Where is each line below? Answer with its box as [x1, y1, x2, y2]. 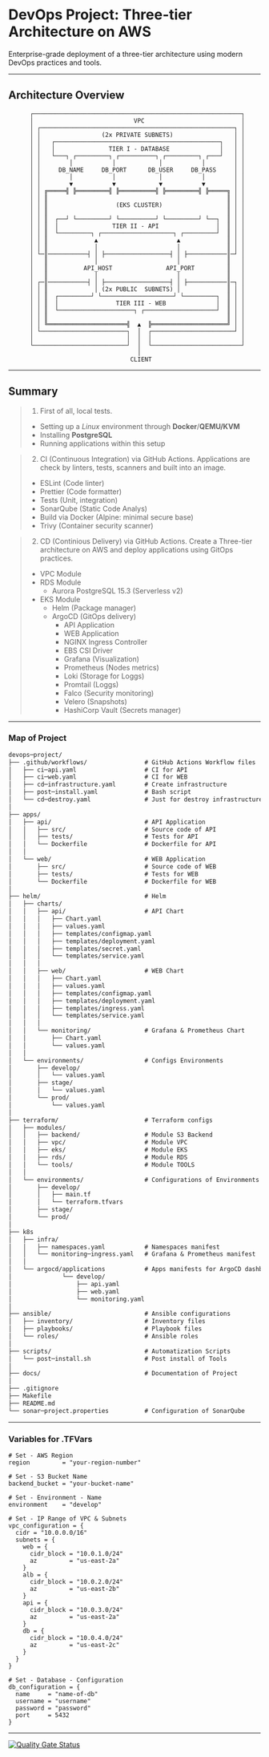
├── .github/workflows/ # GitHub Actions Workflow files [8, 758, 256, 767]
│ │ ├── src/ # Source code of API [8, 825, 217, 833]
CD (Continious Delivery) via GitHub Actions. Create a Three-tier [39, 536, 253, 546]
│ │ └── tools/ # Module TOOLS [8, 1160, 195, 1168]
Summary [8, 385, 58, 399]
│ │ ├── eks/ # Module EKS [8, 1146, 188, 1154]
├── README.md [8, 1399, 56, 1407]
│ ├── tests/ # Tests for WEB [8, 870, 199, 878]
